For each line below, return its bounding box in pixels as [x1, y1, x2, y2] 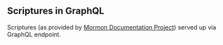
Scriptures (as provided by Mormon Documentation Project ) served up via [7, 23, 217, 31]
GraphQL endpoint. [7, 30, 62, 38]
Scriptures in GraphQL [7, 5, 105, 17]
